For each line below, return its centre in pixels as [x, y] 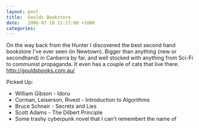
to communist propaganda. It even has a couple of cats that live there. [93, 64]
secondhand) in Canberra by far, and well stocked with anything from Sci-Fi [100, 58]
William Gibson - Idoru [43, 93]
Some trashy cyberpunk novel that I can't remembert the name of [96, 119]
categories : [21, 28]
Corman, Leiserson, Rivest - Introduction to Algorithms [82, 100]
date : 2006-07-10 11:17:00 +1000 [51, 23]
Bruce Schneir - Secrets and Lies [56, 106]
